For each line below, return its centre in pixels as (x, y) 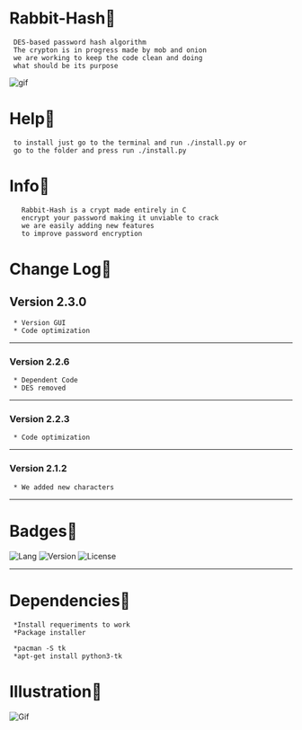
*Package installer (50, 632)
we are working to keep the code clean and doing (108, 57)
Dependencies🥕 (70, 600)
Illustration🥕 (56, 691)
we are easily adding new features (88, 225)
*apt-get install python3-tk (68, 656)
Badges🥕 (44, 531)
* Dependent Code (45, 381)
